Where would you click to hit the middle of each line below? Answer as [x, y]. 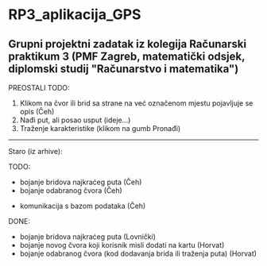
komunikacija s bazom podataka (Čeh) [83, 206]
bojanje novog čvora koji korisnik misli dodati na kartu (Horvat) [122, 245]
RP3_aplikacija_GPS [75, 15]
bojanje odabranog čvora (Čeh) [71, 191]
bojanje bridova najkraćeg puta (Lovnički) [88, 237]
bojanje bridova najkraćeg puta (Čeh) [81, 182]
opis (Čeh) [37, 112]
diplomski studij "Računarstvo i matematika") [124, 69]
